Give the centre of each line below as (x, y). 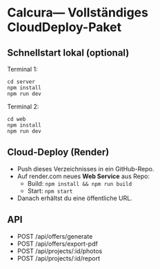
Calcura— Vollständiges (78, 13)
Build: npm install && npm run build (80, 183)
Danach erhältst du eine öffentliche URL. (74, 198)
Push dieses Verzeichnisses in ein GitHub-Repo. (86, 169)
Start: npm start (50, 191)
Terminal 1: (22, 69)
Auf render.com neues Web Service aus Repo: (83, 176)
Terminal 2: (23, 107)
